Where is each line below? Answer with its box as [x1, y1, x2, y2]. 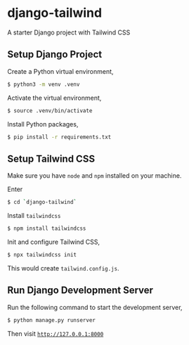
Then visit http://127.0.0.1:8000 [7, 329, 104, 338]
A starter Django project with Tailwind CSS [7, 28, 131, 37]
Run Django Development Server [7, 285, 153, 297]
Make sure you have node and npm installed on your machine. [7, 171, 182, 180]
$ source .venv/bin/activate [7, 107, 93, 114]
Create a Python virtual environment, [7, 67, 114, 75]
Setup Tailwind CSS [7, 152, 96, 164]
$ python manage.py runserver [7, 316, 96, 324]
